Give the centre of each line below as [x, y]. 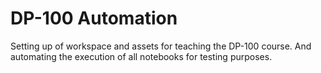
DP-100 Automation [94, 18]
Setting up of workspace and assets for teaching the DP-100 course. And [161, 46]
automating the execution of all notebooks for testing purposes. [141, 56]
